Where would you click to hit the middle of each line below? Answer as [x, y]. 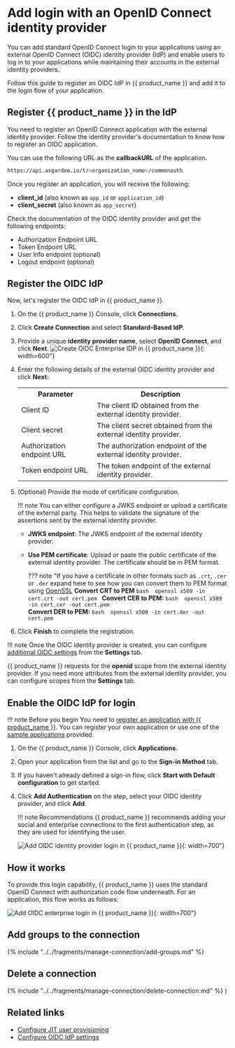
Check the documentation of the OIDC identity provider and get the [104, 218]
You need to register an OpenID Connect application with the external [107, 129]
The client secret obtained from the [155, 426]
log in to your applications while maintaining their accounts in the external [113, 62]
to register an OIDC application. [52, 144]
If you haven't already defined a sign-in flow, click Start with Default [116, 775]
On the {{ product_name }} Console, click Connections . [98, 314]
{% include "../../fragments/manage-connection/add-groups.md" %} [106, 951]
